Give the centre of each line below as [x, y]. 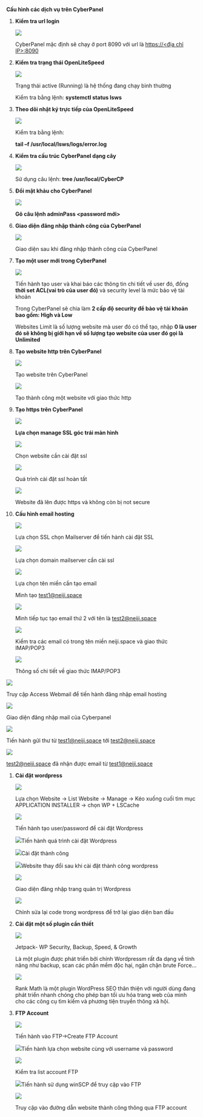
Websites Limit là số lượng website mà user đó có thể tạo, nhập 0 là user [106, 327]
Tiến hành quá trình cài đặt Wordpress [69, 841]
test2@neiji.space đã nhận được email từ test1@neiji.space [80, 763]
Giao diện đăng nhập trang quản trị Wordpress [73, 889]
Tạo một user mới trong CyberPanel [61, 261]
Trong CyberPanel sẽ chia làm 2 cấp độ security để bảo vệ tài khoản [101, 309]
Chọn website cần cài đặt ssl [51, 456]
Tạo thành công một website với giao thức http [73, 398]
